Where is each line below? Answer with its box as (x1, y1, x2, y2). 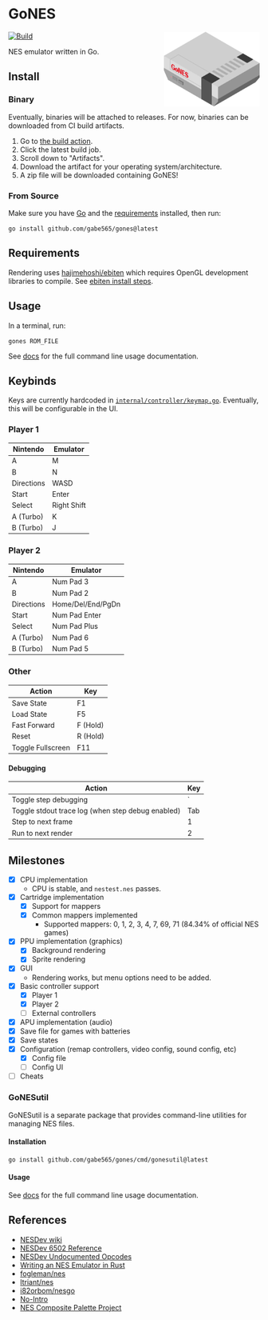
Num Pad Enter (51, 610, 102, 620)
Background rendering (31, 946, 106, 955)
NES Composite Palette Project (19, 1302, 122, 1312)
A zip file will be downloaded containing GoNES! (19, 170, 179, 180)
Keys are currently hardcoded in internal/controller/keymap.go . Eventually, (8, 395, 259, 405)
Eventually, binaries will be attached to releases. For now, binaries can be (8, 112, 249, 122)
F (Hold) (77, 721, 104, 730)
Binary (8, 94, 34, 105)
